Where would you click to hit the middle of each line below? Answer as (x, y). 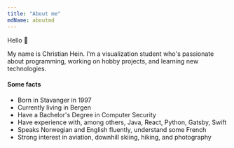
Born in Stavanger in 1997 (55, 100)
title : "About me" (34, 14)
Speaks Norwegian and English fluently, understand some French (112, 129)
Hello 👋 (18, 40)
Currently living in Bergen (54, 107)
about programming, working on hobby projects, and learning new (103, 61)
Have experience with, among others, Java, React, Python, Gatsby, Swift (122, 122)
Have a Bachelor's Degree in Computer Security (87, 114)
